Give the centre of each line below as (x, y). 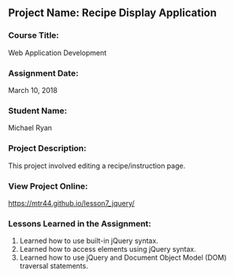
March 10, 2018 (33, 90)
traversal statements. (54, 266)
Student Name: (38, 110)
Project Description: (47, 148)
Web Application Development (58, 52)
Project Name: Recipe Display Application (113, 13)
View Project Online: (48, 186)
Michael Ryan (30, 128)
